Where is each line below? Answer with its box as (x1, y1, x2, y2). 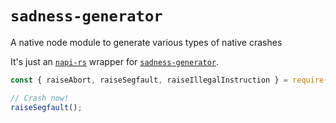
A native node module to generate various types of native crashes (10, 36, 283, 48)
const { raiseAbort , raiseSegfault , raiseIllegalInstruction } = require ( (10, 75, 329, 85)
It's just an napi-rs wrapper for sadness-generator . (10, 55, 220, 67)
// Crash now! (10, 93, 70, 103)
